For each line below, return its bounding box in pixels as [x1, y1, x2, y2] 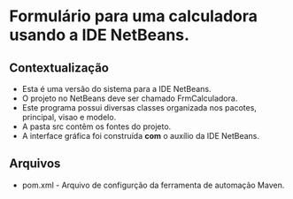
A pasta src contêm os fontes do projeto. [21, 121, 172, 132]
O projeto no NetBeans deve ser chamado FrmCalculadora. [21, 93, 238, 103]
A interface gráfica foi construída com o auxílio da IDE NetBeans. [21, 131, 259, 141]
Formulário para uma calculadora [9, 6, 258, 27]
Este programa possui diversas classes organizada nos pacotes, [21, 103, 257, 112]
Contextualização [9, 60, 109, 75]
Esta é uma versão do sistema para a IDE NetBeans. [21, 84, 212, 94]
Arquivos [9, 157, 61, 172]
